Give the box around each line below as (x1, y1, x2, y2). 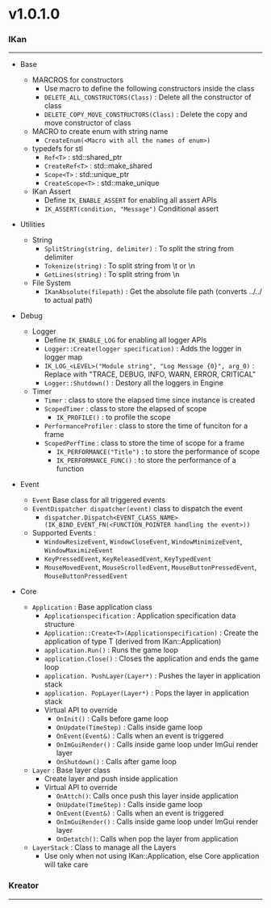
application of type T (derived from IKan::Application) (44, 637, 222, 646)
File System (31, 278, 71, 288)
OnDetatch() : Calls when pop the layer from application (56, 834, 239, 844)
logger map (44, 352, 83, 362)
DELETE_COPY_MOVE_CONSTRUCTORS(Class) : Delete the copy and (44, 110, 248, 120)
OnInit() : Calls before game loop (56, 714, 169, 724)
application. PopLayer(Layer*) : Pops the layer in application (44, 688, 250, 698)
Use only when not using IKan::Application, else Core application (44, 851, 260, 861)
